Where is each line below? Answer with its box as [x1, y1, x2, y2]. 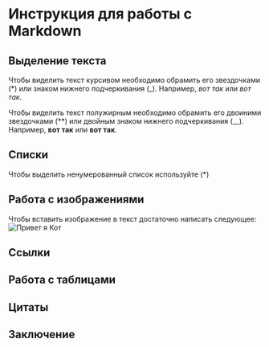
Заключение [8, 328, 75, 341]
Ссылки [8, 246, 51, 259]
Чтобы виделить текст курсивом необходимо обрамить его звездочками [8, 76, 261, 84]
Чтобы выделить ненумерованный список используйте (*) [8, 169, 210, 179]
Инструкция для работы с [8, 5, 193, 23]
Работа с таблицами [8, 273, 116, 287]
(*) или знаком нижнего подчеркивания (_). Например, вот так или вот [8, 84, 251, 93]
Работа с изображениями [8, 193, 145, 206]
